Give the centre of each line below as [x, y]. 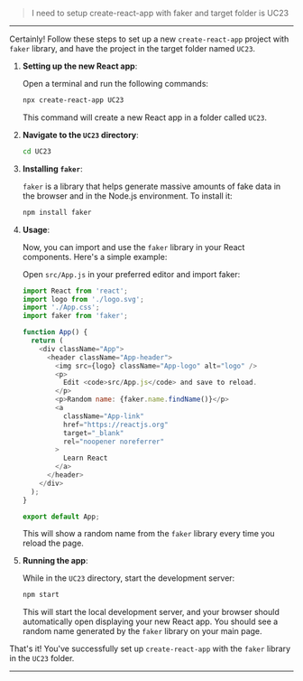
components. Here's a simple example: [95, 257]
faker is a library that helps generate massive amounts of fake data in [151, 186]
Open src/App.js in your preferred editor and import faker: [131, 274]
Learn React [85, 458]
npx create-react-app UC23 [73, 100]
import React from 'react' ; [75, 291]
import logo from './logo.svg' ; [83, 299]
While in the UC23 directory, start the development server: [129, 578]
